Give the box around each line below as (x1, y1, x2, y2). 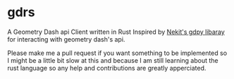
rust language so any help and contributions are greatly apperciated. (7, 63, 207, 72)
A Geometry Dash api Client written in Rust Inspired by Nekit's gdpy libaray (7, 28, 226, 36)
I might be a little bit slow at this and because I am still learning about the (7, 56, 218, 64)
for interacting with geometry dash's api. (7, 35, 125, 43)
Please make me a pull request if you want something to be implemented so (7, 49, 228, 57)
